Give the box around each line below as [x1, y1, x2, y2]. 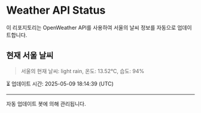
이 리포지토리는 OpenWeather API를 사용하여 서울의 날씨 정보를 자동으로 [6, 24, 176, 31]
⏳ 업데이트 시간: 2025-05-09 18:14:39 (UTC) [6, 80, 114, 87]
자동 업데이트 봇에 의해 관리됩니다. [6, 100, 86, 107]
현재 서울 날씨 [6, 51, 54, 61]
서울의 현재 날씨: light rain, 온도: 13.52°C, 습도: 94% [20, 67, 145, 74]
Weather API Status [6, 4, 106, 17]
